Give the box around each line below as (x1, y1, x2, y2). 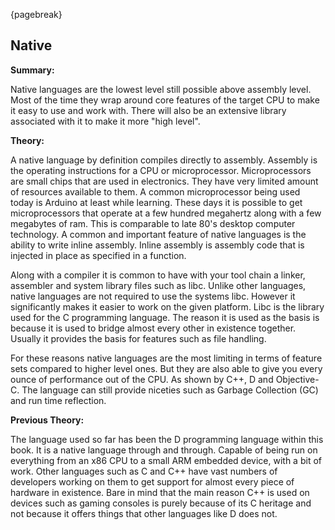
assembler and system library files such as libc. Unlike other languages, (10, 279, 307, 291)
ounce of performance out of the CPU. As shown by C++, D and (10, 373, 274, 385)
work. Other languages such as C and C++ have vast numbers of (10, 465, 278, 477)
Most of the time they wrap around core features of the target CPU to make (10, 94, 320, 106)
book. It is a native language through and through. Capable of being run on (10, 444, 318, 456)
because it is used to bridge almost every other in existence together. (10, 322, 297, 334)
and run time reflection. (10, 394, 107, 406)
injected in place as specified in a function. (10, 249, 187, 261)
